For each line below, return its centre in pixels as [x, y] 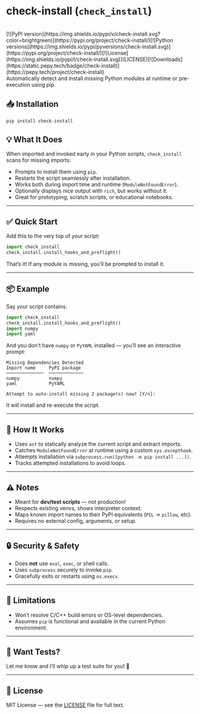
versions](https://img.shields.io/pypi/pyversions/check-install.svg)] [88, 47]
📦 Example [28, 289]
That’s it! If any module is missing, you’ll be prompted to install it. [85, 264]
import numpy [22, 329]
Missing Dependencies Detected [45, 363]
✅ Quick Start [32, 221]
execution [18, 84]
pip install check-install [40, 121]
